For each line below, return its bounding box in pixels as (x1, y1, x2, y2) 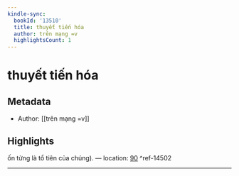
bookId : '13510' (14, 17, 62, 24)
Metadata (7, 95, 51, 107)
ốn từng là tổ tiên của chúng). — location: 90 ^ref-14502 (7, 153, 172, 162)
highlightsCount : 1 (14, 37, 72, 44)
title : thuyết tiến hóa (14, 23, 84, 31)
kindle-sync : (7, 10, 46, 18)
